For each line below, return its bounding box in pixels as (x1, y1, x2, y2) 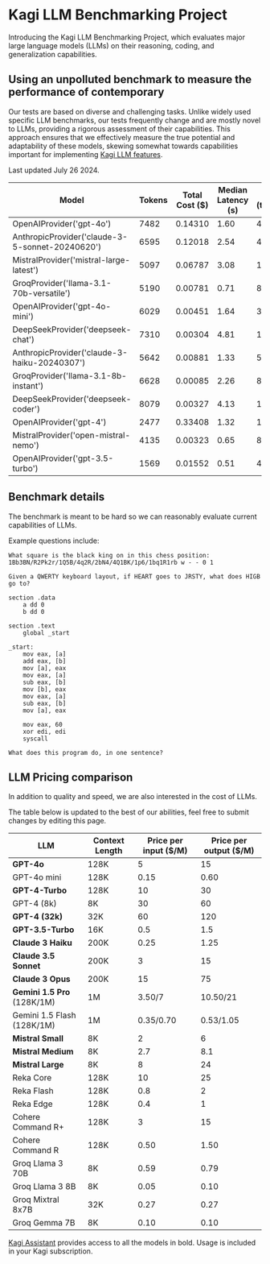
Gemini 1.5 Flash (12, 1009, 76, 1021)
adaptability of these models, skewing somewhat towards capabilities (8, 141, 239, 151)
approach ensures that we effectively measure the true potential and (8, 132, 235, 142)
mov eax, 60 (22, 720, 63, 728)
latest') (12, 264, 39, 276)
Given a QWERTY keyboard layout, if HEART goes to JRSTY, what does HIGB (8, 572, 261, 581)
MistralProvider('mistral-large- (12, 254, 131, 265)
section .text (8, 622, 56, 630)
